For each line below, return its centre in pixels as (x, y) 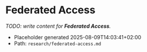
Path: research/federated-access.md (57, 43)
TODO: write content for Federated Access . (58, 26)
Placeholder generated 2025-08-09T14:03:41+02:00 (77, 37)
